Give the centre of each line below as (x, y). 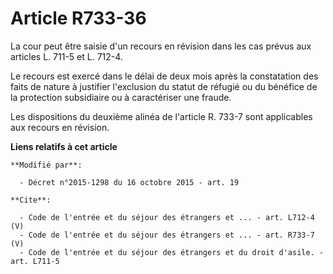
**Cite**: (31, 200)
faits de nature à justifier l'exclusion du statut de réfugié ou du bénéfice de (164, 86)
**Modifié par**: (46, 165)
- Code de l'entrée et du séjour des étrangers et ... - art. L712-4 (167, 217)
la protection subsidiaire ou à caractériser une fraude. (121, 97)
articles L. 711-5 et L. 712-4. (66, 56)
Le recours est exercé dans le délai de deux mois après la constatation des (164, 76)
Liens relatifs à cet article (64, 146)
